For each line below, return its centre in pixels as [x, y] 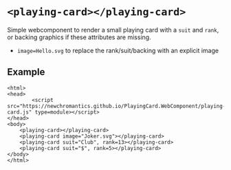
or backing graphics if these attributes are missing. [79, 37]
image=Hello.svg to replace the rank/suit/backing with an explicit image [118, 50]
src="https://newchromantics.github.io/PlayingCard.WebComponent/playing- [117, 106]
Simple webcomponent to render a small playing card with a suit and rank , [113, 30]
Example [26, 72]
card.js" [20, 112]
